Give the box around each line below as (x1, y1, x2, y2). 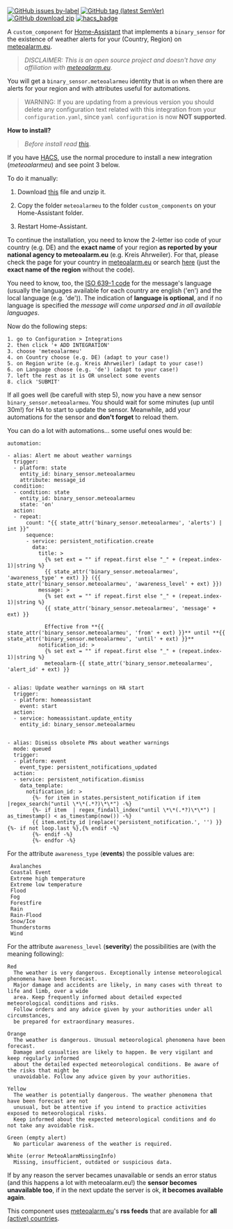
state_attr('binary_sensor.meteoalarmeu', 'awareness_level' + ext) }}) (7, 580, 223, 587)
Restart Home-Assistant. (17, 222, 88, 230)
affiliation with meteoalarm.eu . (24, 64, 113, 71)
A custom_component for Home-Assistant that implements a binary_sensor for (7, 28, 225, 36)
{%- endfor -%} (32, 837, 77, 844)
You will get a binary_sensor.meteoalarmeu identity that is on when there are (7, 77, 224, 85)
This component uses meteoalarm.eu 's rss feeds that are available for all (7, 1207, 218, 1215)
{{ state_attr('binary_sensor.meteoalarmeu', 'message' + (44, 605, 216, 612)
